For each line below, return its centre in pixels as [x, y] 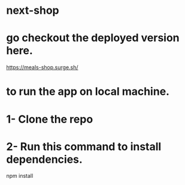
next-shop [33, 11]
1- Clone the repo [50, 119]
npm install [20, 176]
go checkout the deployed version [93, 38]
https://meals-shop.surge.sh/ [43, 67]
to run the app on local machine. [88, 92]
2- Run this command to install [84, 146]
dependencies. [44, 159]
